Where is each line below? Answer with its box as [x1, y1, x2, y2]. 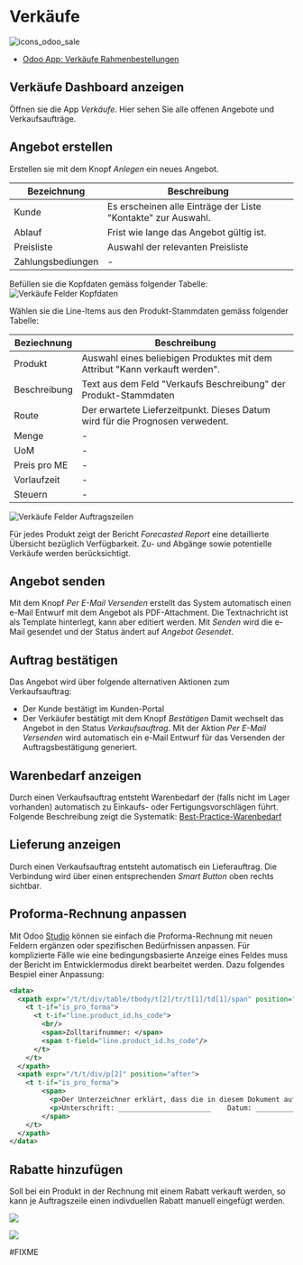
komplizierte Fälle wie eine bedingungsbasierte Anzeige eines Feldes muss [9, 949, 289, 960]
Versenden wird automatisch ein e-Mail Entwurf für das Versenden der [22, 732, 286, 743]
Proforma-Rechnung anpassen [9, 906, 188, 921]
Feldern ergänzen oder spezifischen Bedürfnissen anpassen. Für [9, 940, 251, 950]
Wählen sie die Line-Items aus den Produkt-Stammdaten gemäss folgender [9, 305, 289, 316]
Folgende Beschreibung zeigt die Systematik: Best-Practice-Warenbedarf [9, 811, 282, 821]
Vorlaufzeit [14, 473, 60, 486]
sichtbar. [9, 880, 42, 891]
